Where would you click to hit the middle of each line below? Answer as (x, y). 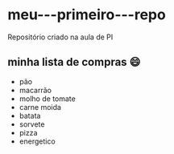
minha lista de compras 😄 (74, 62)
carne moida (40, 107)
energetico (37, 141)
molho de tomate (47, 99)
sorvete (32, 124)
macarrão (35, 90)
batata (30, 115)
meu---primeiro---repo (87, 15)
